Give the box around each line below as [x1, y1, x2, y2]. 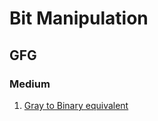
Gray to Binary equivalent [23, 99, 129, 111]
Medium [9, 77, 51, 91]
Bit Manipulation [9, 7, 149, 30]
